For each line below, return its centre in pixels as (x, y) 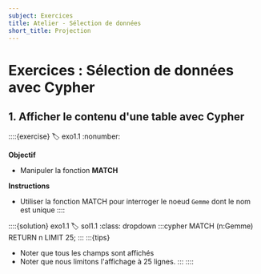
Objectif (22, 155)
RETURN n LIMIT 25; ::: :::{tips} (59, 238)
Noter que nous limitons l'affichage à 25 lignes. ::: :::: (107, 262)
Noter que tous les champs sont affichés (87, 253)
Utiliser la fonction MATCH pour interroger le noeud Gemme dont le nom (135, 202)
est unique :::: (42, 210)
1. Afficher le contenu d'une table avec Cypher (126, 117)
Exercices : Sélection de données (121, 70)
